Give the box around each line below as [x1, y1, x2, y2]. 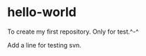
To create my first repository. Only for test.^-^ [7, 27, 139, 36]
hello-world [7, 4, 77, 20]
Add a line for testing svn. [7, 41, 82, 49]
